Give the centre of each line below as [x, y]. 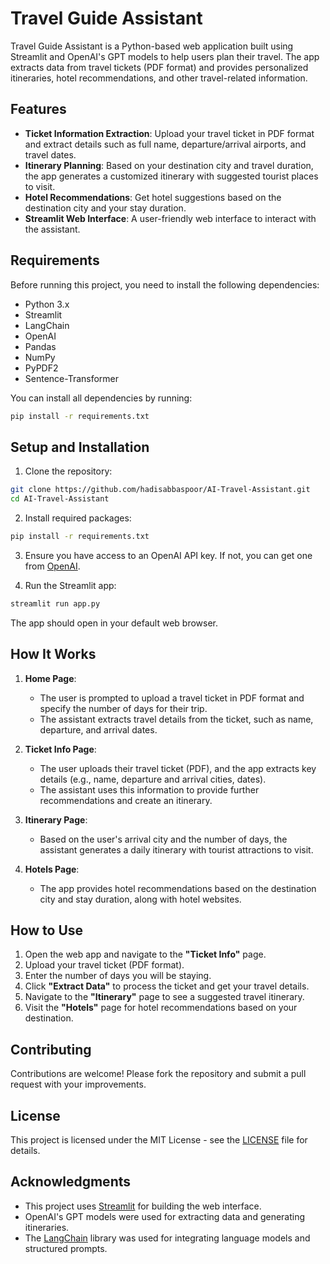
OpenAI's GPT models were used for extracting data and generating [165, 1216]
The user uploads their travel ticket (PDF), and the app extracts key [178, 768]
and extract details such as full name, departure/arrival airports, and [165, 144]
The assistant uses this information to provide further [149, 789]
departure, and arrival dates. [98, 729]
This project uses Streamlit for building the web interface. [143, 1206]
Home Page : [50, 678]
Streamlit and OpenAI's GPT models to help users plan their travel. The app [165, 56]
